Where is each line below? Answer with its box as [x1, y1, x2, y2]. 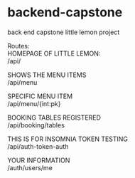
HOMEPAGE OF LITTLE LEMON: [7, 49, 101, 58]
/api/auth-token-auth [7, 142, 69, 150]
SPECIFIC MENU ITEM [7, 92, 73, 100]
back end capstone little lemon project [7, 28, 120, 36]
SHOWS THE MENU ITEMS [7, 70, 87, 79]
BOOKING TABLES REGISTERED [7, 113, 102, 122]
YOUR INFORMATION [7, 156, 70, 164]
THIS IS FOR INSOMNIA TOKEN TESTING [7, 135, 129, 143]
